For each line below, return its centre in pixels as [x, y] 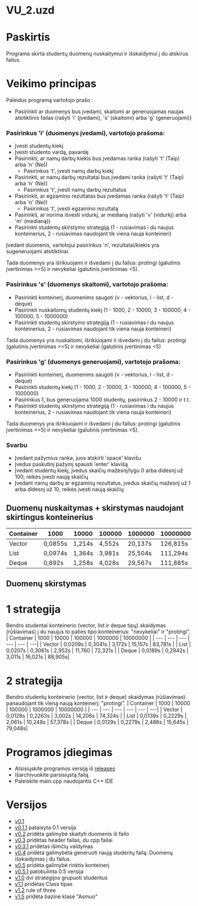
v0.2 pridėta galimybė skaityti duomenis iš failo [72, 834]
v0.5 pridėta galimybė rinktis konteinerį [62, 865]
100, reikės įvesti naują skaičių [51, 477]
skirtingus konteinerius [50, 517]
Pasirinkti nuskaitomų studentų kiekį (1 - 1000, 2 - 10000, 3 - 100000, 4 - [103, 310]
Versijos [27, 805]
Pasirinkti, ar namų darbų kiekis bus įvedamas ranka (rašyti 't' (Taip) [97, 158]
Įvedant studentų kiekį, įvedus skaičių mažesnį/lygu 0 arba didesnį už [99, 470]
